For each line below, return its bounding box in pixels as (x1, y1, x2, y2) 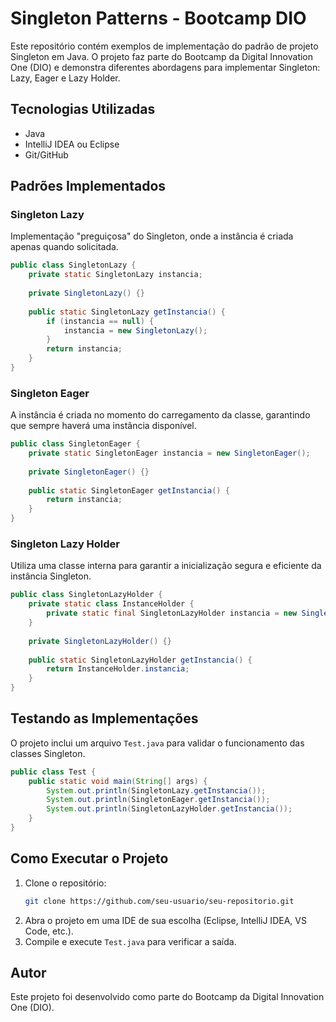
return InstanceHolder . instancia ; (46, 664, 190, 674)
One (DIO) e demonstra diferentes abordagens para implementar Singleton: (10, 61, 321, 73)
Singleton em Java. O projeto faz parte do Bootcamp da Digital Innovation (10, 50, 314, 62)
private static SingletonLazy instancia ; (28, 270, 203, 280)
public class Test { (10, 767, 97, 777)
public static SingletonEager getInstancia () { (28, 485, 230, 496)
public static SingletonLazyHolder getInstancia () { (28, 655, 253, 665)
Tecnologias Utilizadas (10, 101, 156, 118)
